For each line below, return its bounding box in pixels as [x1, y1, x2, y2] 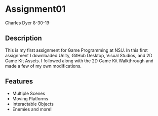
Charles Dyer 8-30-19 [5, 20, 50, 26]
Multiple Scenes [12, 90, 45, 96]
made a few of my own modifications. [5, 63, 82, 69]
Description [5, 34, 42, 42]
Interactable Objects [12, 101, 54, 107]
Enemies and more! [12, 106, 52, 112]
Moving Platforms [12, 95, 48, 102]
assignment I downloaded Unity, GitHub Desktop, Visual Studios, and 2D [5, 52, 153, 58]
